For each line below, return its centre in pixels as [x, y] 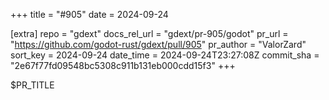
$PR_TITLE [32, 85]
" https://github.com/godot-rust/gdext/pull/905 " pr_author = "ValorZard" [158, 44]
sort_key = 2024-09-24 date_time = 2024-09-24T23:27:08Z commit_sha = [165, 55]
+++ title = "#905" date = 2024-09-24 [89, 14]
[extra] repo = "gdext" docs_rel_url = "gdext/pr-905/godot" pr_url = [149, 33]
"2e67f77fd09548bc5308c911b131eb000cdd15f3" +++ [123, 65]
